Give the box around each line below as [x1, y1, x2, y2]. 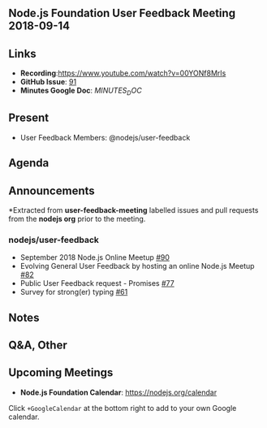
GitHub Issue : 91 [19, 77, 77, 87]
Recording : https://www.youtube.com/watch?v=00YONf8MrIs [19, 68, 226, 78]
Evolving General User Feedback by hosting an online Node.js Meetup [19, 262, 255, 271]
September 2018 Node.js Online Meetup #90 [19, 253, 170, 262]
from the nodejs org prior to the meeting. [8, 214, 146, 224]
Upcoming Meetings [8, 365, 114, 380]
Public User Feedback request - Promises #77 [19, 279, 174, 288]
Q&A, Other [8, 339, 67, 352]
